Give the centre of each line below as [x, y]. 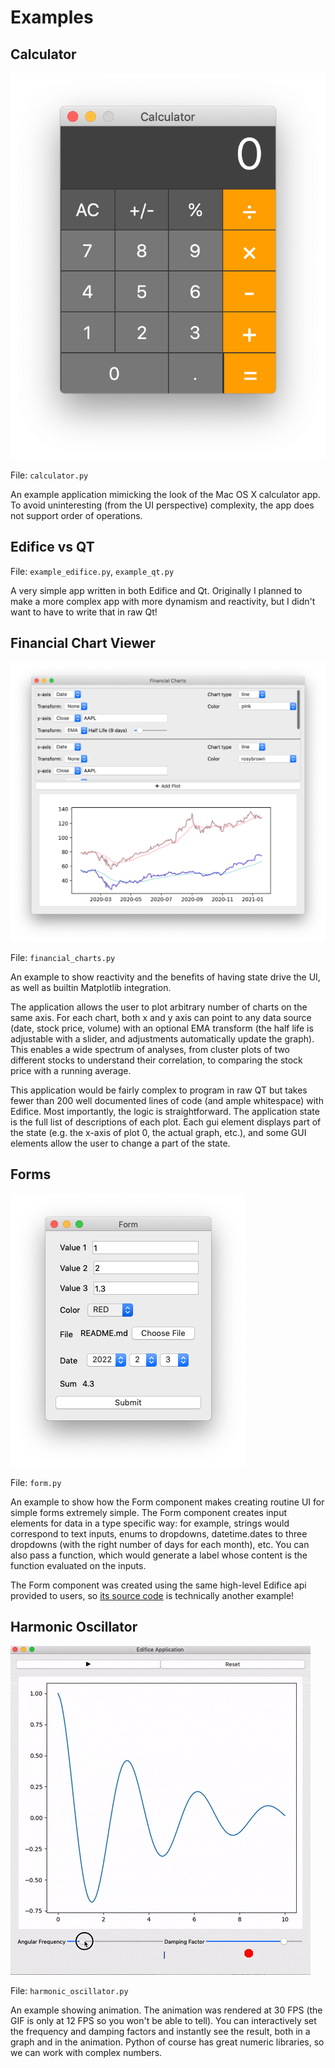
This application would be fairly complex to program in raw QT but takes [159, 1090]
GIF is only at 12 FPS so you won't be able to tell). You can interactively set [163, 2020]
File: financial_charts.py [63, 957]
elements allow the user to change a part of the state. [120, 1143]
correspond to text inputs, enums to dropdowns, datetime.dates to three [159, 1533]
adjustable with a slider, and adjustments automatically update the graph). [162, 1038]
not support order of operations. [76, 515]
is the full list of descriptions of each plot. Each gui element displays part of [166, 1122]
